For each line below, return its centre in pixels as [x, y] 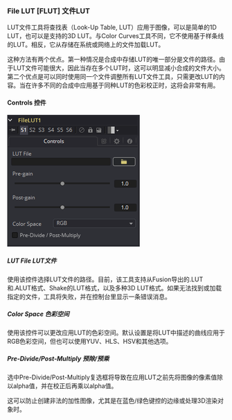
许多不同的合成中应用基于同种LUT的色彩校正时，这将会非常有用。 [125, 85]
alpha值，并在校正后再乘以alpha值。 [65, 386]
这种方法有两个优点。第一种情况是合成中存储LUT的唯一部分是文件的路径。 [113, 60]
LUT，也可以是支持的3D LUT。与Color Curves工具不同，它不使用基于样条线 [116, 36]
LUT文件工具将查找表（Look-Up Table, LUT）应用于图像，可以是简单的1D [112, 27]
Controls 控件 [27, 103]
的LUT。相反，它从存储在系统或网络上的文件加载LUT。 [86, 45]
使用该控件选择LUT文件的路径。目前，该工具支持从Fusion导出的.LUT [105, 279]
